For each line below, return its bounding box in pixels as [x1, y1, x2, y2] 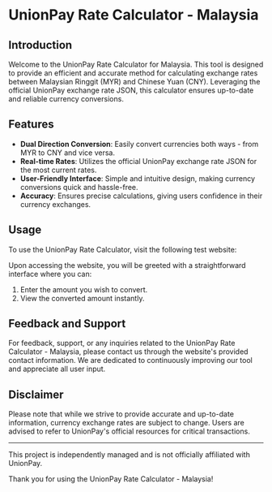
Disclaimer [8, 387, 64, 401]
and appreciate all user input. [8, 364, 106, 374]
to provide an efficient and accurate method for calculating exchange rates [8, 68, 258, 78]
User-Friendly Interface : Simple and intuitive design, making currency [19, 173, 256, 183]
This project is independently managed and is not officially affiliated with [8, 450, 251, 460]
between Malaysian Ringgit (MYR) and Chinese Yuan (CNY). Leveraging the [8, 77, 261, 86]
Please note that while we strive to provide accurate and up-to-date [8, 409, 235, 419]
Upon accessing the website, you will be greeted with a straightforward [8, 260, 246, 270]
